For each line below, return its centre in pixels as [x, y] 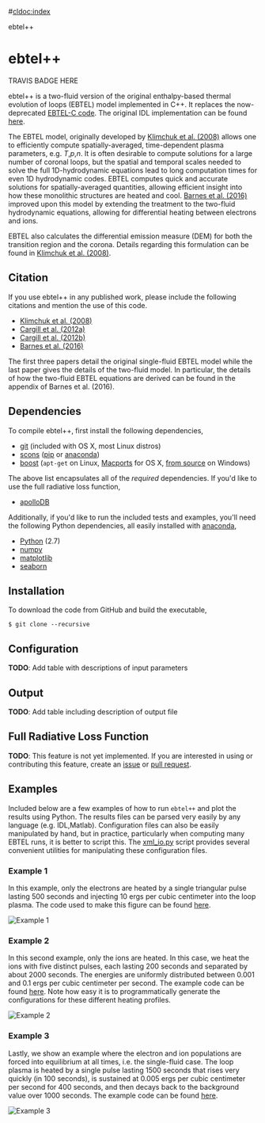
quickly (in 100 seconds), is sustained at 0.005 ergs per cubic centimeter [127, 1078]
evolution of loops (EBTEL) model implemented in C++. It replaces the [122, 104]
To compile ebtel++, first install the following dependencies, [106, 430]
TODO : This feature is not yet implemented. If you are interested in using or [131, 756]
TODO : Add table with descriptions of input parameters [98, 668]
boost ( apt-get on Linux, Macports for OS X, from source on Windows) [135, 463]
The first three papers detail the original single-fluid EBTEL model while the [131, 361]
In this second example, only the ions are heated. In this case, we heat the [129, 958]
